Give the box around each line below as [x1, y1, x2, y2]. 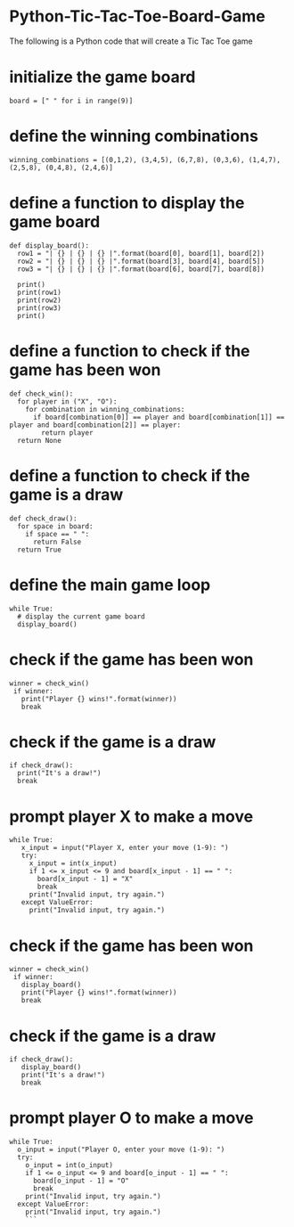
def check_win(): [9, 389, 74, 398]
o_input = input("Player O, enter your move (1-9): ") [17, 1145, 225, 1155]
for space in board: [17, 521, 94, 531]
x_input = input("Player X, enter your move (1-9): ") [20, 844, 229, 853]
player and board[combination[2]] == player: [9, 421, 181, 429]
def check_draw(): [9, 514, 78, 523]
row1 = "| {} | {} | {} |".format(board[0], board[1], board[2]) [17, 249, 265, 258]
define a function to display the [9, 193, 245, 213]
